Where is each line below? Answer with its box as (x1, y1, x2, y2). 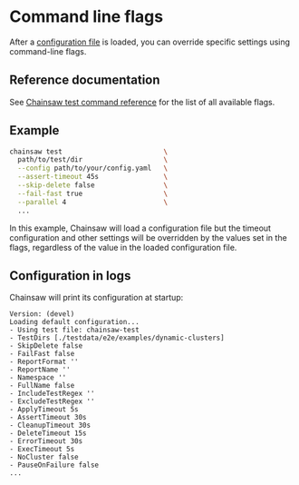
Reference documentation (9, 73, 160, 88)
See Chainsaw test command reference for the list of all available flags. (9, 96, 275, 107)
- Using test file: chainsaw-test (9, 325, 140, 335)
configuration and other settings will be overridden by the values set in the (9, 232, 287, 242)
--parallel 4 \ (17, 197, 169, 206)
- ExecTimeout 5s (9, 445, 75, 454)
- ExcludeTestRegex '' (9, 397, 95, 406)
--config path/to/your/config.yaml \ (17, 163, 169, 173)
